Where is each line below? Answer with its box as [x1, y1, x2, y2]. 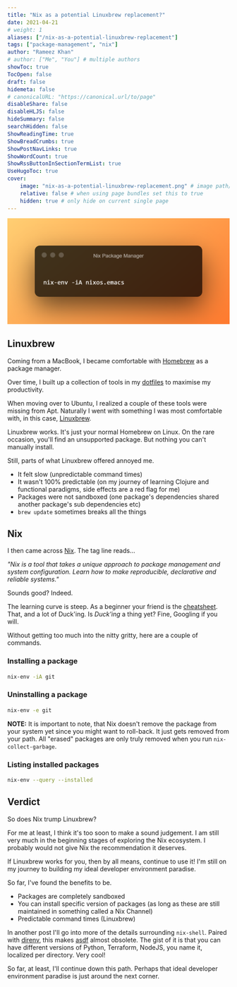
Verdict [7, 796, 40, 808]
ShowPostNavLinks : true [7, 145, 78, 152]
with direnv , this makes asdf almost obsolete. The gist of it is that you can [7, 935, 221, 944]
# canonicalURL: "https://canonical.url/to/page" [7, 93, 157, 100]
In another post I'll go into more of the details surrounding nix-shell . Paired [7, 928, 227, 936]
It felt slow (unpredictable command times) [17, 470, 143, 478]
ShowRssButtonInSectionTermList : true [7, 160, 121, 167]
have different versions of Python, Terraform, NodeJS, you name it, [7, 943, 202, 952]
